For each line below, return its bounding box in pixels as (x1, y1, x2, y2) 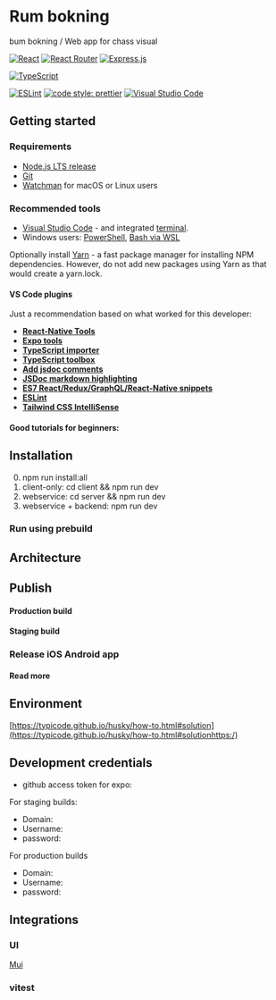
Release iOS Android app (9, 648, 120, 660)
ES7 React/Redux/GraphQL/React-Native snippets (21, 382, 213, 394)
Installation (9, 449, 73, 464)
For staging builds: (9, 796, 78, 807)
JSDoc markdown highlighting (21, 374, 138, 384)
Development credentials (9, 755, 153, 770)
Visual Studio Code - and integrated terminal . (21, 222, 189, 233)
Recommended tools (9, 202, 101, 214)
